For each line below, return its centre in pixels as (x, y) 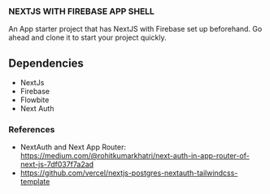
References (32, 130)
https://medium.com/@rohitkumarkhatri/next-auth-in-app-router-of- (135, 156)
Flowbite (35, 100)
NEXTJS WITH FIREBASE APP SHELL (81, 11)
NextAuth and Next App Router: (73, 147)
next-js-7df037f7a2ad (57, 165)
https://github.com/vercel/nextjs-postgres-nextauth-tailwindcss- (129, 173)
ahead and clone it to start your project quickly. (87, 37)
